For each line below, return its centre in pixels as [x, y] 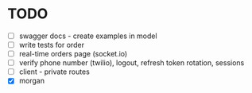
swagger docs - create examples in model [88, 36]
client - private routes [54, 72]
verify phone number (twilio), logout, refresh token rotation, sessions [132, 63]
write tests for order [52, 45]
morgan [32, 81]
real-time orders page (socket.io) [73, 54]
